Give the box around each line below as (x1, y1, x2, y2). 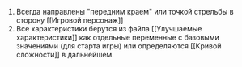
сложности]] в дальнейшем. (15, 50, 115, 59)
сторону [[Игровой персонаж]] (15, 15, 124, 25)
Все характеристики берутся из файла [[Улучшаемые (15, 24, 202, 33)
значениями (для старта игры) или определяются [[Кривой (15, 41, 222, 51)
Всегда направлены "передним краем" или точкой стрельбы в (15, 7, 234, 16)
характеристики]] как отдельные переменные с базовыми (15, 32, 220, 42)
